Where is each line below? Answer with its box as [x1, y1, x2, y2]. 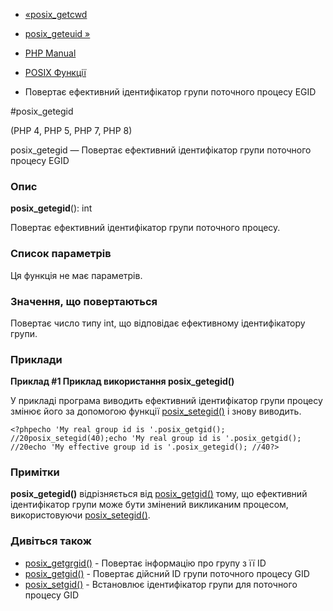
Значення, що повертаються [10, 294, 158, 308]
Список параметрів [10, 247, 112, 261]
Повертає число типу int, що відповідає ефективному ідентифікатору [10, 317, 306, 329]
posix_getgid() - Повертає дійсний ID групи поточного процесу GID [24, 567, 310, 579]
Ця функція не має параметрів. [10, 269, 143, 281]
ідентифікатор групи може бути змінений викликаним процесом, [10, 499, 289, 511]
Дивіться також [10, 534, 92, 548]
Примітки [10, 465, 60, 479]
